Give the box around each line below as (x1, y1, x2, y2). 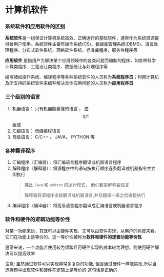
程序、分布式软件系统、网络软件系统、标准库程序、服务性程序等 (9, 47, 138, 53)
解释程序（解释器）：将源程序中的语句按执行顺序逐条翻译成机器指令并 (12, 165, 151, 171)
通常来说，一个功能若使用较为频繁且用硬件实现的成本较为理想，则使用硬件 (5, 244, 155, 250)
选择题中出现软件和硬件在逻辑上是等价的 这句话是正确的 (5, 267, 118, 273)
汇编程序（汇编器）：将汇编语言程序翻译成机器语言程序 (12, 159, 122, 165)
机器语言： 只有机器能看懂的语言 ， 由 (12, 105, 89, 111)
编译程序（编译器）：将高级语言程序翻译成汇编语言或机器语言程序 (12, 203, 143, 209)
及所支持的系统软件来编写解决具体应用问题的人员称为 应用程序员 (5, 80, 133, 86)
